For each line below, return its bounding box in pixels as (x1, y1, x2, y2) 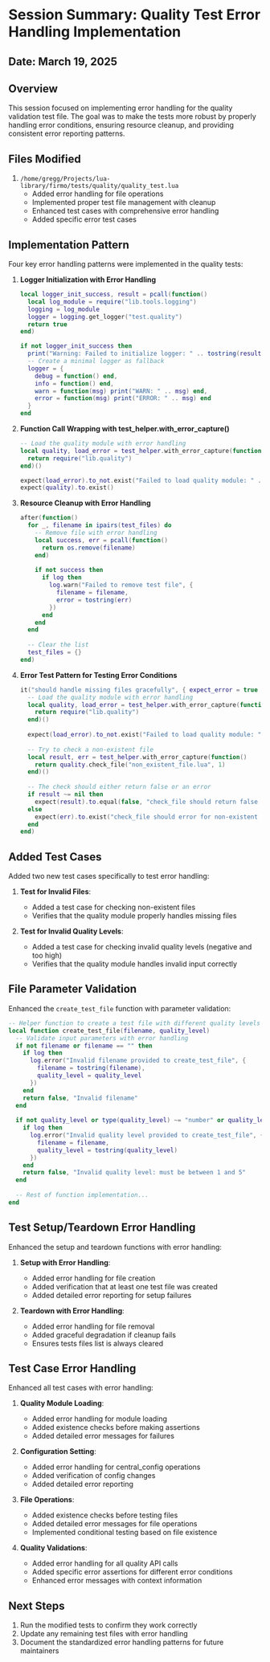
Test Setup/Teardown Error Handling (8, 1221, 196, 1235)
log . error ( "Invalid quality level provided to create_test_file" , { (29, 1131, 264, 1140)
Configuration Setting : (19, 1447, 96, 1456)
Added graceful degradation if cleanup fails (31, 1329, 177, 1339)
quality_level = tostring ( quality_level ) (37, 1146, 178, 1154)
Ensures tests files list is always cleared (31, 1338, 163, 1348)
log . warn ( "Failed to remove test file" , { (49, 581, 194, 590)
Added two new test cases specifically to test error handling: (8, 872, 210, 881)
